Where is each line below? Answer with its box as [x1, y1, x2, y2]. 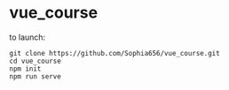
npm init [9, 64, 42, 73]
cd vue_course [9, 56, 62, 65]
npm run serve [9, 71, 62, 81]
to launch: [9, 32, 46, 42]
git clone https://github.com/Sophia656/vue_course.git [9, 49, 220, 57]
